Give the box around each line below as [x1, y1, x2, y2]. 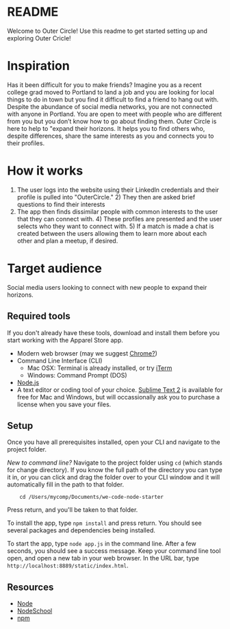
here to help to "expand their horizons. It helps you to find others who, [7, 124, 205, 132]
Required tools [7, 310, 71, 322]
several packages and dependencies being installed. [7, 526, 155, 534]
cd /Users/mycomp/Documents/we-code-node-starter [19, 494, 164, 501]
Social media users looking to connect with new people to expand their [7, 283, 207, 291]
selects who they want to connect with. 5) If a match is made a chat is [16, 222, 214, 230]
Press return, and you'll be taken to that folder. [7, 506, 138, 514]
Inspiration [7, 58, 70, 74]
